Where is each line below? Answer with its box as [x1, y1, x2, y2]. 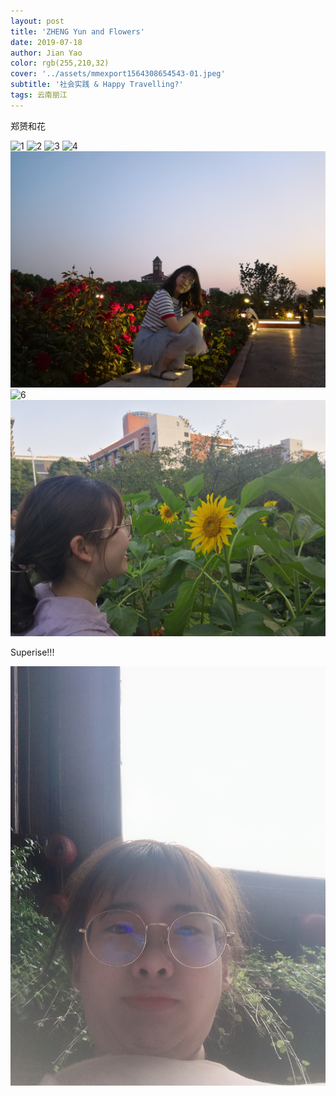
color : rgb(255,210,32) [10, 58, 110, 69]
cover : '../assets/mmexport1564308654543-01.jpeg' [10, 69, 226, 79]
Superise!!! [10, 646, 55, 658]
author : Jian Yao [10, 48, 83, 58]
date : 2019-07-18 [10, 37, 83, 47]
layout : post [10, 16, 65, 26]
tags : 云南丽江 [10, 90, 68, 100]
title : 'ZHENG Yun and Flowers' [10, 26, 145, 37]
